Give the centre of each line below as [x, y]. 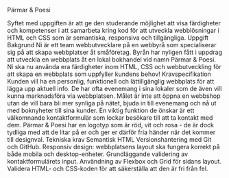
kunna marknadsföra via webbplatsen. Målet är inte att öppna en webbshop [114, 96]
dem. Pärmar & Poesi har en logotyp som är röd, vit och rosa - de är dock [111, 125]
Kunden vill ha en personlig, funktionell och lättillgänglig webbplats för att [111, 81]
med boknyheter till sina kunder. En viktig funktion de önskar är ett [101, 110]
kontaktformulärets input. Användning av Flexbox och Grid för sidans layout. [114, 161]
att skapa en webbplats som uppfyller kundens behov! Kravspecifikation [109, 74]
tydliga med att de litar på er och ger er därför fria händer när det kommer [111, 132]
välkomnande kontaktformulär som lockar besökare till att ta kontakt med [110, 118]
